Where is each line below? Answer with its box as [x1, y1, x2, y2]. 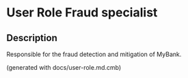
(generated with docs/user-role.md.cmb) [6, 64, 122, 71]
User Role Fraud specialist [6, 5, 158, 21]
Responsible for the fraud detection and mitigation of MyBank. [6, 50, 182, 58]
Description [6, 32, 57, 44]
